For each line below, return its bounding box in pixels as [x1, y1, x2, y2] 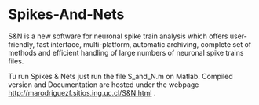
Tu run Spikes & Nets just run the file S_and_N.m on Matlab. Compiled [8, 71, 233, 81]
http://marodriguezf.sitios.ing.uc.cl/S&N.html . [8, 88, 156, 97]
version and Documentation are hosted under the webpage [8, 80, 199, 89]
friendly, [8, 39, 35, 49]
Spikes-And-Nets [8, 5, 125, 24]
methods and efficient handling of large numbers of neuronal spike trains [8, 48, 244, 57]
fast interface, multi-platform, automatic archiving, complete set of [36, 39, 252, 49]
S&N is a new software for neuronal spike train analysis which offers [8, 31, 228, 41]
